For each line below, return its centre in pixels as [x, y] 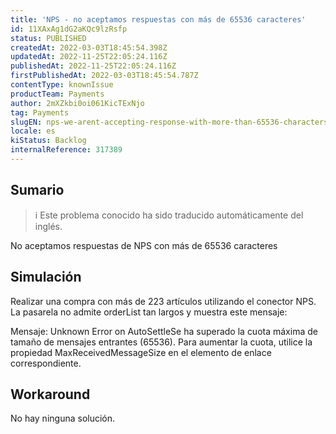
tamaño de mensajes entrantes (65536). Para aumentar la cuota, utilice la [161, 342]
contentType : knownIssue [62, 85]
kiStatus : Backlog [48, 141]
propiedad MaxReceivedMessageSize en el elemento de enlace [141, 352]
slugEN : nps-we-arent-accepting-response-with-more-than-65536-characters [169, 122]
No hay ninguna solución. [63, 418]
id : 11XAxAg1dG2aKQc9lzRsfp [69, 29]
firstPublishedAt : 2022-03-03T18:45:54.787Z [104, 76]
